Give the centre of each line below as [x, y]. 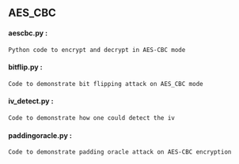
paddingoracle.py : [40, 135]
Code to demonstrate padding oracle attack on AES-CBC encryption [120, 152]
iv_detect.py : [31, 101]
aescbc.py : [28, 33]
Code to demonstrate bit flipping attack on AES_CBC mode [106, 84]
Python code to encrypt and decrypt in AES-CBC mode [97, 50]
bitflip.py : [25, 67]
